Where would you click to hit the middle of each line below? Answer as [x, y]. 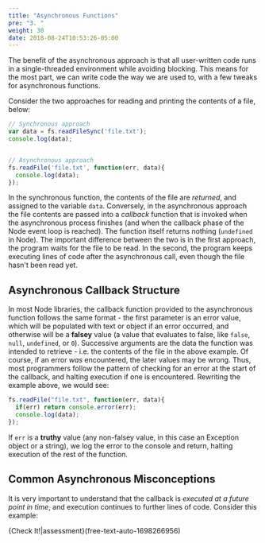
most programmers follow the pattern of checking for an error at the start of [132, 368]
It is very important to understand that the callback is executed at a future [129, 498]
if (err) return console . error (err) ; [76, 407]
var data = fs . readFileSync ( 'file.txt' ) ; [78, 132]
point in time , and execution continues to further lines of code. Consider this [132, 506]
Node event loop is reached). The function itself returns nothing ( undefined [131, 231]
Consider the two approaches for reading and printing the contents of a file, [132, 101]
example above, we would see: [59, 386]
